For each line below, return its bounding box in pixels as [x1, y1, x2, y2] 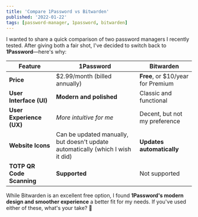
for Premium [139, 80, 174, 88]
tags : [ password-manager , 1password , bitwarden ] [6, 19, 128, 25]
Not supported [139, 169, 180, 177]
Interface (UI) [9, 97, 48, 105]
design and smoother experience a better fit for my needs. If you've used [6, 198, 187, 205]
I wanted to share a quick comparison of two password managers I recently [6, 36, 190, 43]
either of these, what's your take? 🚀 [6, 205, 93, 212]
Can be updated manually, [55, 130, 128, 139]
